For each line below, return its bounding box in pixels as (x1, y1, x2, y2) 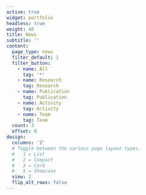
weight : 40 (6, 26, 34, 32)
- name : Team (17, 111, 51, 117)
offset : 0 (12, 128, 37, 134)
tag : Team (22, 117, 48, 123)
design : (6, 134, 26, 141)
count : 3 (12, 123, 34, 129)
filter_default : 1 (12, 54, 60, 61)
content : (6, 43, 29, 50)
